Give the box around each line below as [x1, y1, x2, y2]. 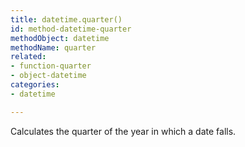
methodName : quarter [10, 42, 97, 53]
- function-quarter [10, 61, 92, 71]
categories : [10, 80, 60, 90]
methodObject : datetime [10, 33, 110, 43]
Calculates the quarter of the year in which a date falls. [10, 125, 237, 137]
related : [10, 52, 47, 62]
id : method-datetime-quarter [10, 24, 132, 34]
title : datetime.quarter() [10, 14, 123, 25]
